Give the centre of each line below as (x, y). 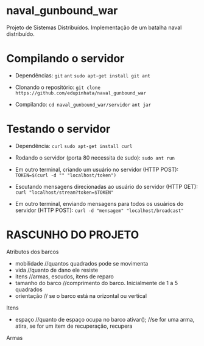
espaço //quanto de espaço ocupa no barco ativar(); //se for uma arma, (105, 319)
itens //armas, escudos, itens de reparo (64, 276)
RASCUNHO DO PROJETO (73, 235)
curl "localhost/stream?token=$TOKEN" (64, 192)
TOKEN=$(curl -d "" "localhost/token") (66, 175)
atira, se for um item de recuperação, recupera (74, 326)
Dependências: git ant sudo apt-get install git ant (83, 75)
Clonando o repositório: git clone (58, 87)
